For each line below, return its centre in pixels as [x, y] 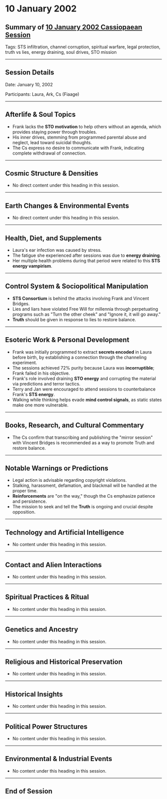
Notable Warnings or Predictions [57, 468]
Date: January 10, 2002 [29, 84]
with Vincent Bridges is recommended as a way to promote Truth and [83, 442]
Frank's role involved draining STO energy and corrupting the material [84, 378]
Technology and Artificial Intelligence [65, 532]
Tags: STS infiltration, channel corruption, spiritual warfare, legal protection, [83, 47]
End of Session [29, 791]
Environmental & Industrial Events [59, 759]
